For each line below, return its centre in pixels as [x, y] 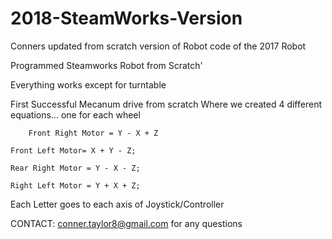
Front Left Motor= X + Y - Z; [73, 150]
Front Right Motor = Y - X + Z [93, 133]
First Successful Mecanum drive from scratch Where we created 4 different [166, 104]
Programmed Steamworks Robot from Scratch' [106, 65]
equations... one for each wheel [75, 114]
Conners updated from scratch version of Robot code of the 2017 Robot [158, 46]
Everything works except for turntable [88, 84]
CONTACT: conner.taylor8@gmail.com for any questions [126, 223]
